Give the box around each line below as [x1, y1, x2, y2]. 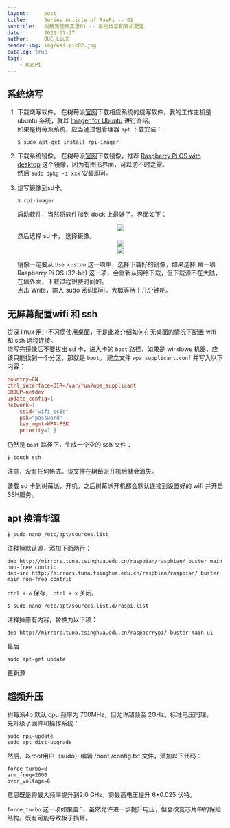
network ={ [7, 401, 36, 408]
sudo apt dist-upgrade [7, 739, 72, 745]
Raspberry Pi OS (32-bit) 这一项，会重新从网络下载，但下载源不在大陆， [16, 269, 222, 277]
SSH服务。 [7, 490, 38, 499]
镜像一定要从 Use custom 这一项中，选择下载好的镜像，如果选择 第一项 [16, 260, 216, 268]
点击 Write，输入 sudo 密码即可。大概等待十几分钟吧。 [16, 286, 172, 295]
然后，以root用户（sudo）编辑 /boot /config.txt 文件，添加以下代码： [7, 752, 203, 760]
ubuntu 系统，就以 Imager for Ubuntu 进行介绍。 [16, 116, 154, 125]
